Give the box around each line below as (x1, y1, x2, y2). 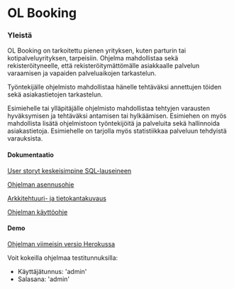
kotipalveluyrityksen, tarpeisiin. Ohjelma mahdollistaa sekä (7, 54, 179, 62)
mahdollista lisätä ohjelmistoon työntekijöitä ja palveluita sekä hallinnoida (7, 119, 220, 128)
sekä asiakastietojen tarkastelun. (7, 90, 103, 99)
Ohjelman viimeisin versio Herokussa (7, 239, 116, 248)
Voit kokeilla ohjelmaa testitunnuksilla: (7, 253, 118, 262)
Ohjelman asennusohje (7, 180, 74, 189)
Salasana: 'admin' (17, 275, 70, 283)
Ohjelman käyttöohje (7, 207, 68, 216)
